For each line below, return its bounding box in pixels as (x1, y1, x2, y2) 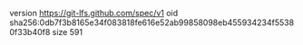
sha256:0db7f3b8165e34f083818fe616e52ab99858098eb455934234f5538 (9, 17, 295, 28)
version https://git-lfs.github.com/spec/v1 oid (9, 8, 179, 18)
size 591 (52, 27, 83, 37)
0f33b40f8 (9, 27, 51, 37)
